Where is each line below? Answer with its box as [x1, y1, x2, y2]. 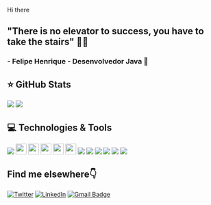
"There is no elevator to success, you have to [7, 25, 204, 37]
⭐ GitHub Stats [7, 79, 71, 90]
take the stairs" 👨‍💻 [7, 36, 89, 48]
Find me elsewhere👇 [7, 169, 97, 180]
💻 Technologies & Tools [7, 122, 112, 133]
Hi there [7, 6, 29, 14]
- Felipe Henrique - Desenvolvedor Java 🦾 [7, 57, 149, 66]
